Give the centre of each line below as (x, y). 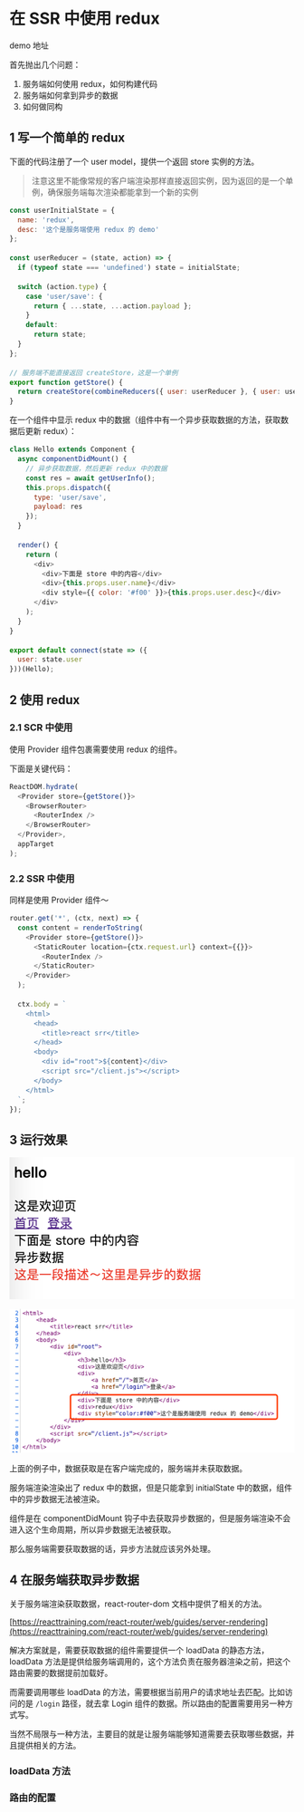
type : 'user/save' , (70, 497)
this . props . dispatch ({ (68, 487)
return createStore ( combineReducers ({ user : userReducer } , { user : (149, 392)
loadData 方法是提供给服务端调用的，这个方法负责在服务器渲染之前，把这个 (150, 1661)
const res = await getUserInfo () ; (90, 478)
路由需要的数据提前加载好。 (61, 1672)
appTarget (36, 844)
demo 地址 (29, 45)
